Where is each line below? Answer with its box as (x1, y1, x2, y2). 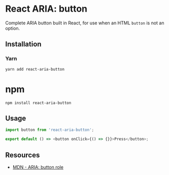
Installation (5, 40, 42, 49)
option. (5, 25, 20, 31)
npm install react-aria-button (5, 100, 72, 106)
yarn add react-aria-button (5, 66, 65, 72)
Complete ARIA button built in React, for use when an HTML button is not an (5, 20, 164, 26)
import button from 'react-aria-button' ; (5, 127, 94, 132)
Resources (5, 151, 40, 159)
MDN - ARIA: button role (12, 164, 63, 170)
